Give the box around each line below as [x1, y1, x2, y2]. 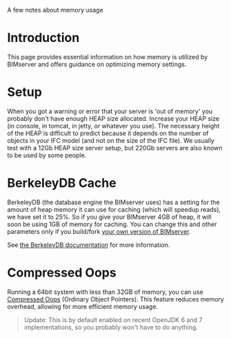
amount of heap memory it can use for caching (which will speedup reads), [7, 205, 221, 213]
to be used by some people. [7, 151, 87, 159]
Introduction [7, 30, 80, 46]
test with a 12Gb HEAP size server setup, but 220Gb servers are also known [7, 143, 223, 152]
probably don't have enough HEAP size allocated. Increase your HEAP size [7, 114, 219, 123]
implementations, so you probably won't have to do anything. [23, 323, 199, 331]
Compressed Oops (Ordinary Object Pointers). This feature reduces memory [7, 295, 224, 303]
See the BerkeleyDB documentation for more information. [7, 241, 170, 249]
